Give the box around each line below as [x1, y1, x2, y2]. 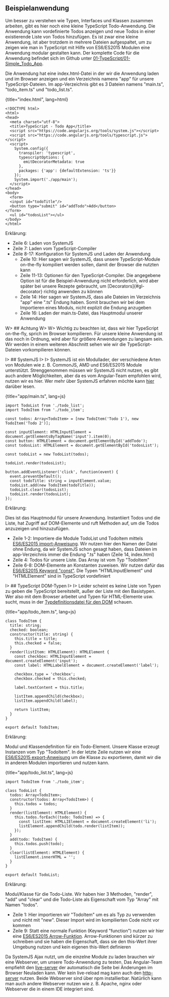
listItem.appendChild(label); [14, 698, 78, 703]
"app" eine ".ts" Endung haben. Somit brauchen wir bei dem [20, 299, 145, 305]
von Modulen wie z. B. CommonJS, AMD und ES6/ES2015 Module [5, 362, 142, 368]
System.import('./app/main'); [14, 177, 78, 182]
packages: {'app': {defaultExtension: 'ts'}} [18, 168, 116, 173]
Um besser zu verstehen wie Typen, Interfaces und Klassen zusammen [5, 17, 153, 23]
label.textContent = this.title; [14, 685, 85, 690]
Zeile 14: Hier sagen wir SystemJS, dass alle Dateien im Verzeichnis [20, 294, 161, 300]
